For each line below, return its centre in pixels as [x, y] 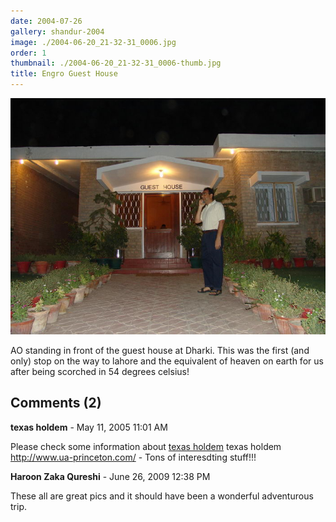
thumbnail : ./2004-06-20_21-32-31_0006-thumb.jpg [116, 63]
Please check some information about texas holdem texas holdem [146, 446]
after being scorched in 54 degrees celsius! [100, 371]
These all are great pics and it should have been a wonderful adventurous [162, 496]
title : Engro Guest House [64, 74]
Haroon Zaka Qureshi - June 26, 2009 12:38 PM [110, 476]
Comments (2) [56, 403]
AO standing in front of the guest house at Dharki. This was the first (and [160, 350]
